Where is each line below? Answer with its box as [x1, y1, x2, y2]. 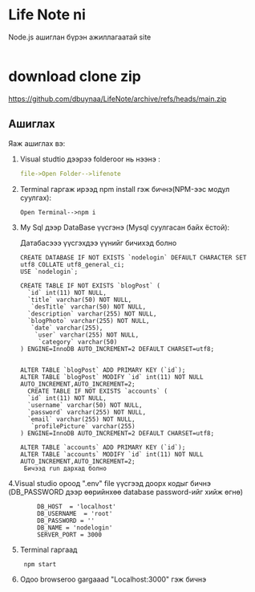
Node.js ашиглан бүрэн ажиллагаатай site [8, 32, 152, 42]
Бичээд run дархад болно [23, 464, 107, 472]
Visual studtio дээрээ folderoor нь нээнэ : [19, 154, 160, 164]
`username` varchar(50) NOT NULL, [27, 401, 143, 409]
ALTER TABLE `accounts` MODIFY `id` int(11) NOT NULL [19, 450, 204, 459]
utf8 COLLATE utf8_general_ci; [19, 260, 125, 268]
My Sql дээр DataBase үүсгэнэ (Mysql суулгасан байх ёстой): [19, 223, 230, 232]
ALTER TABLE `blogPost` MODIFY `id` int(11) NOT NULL [19, 373, 204, 381]
